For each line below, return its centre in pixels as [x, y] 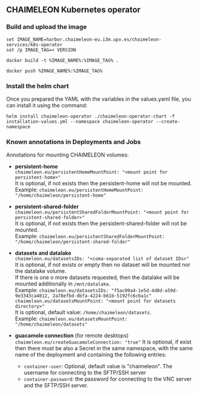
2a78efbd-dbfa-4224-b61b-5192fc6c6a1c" [102, 296]
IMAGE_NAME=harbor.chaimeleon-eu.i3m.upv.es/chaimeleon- [89, 39]
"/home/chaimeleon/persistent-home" [60, 196]
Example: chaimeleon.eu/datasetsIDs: [62, 290]
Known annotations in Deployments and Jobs [74, 142]
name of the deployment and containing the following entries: [91, 355]
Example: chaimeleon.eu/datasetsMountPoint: [71, 319]
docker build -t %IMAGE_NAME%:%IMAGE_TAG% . [62, 60]
